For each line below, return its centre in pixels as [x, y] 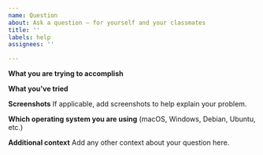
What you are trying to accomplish [66, 74]
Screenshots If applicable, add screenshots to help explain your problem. [128, 104]
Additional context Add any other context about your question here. [119, 142]
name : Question [33, 15]
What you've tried [38, 89]
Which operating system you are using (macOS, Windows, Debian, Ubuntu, [132, 119]
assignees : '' [31, 45]
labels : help [30, 37]
